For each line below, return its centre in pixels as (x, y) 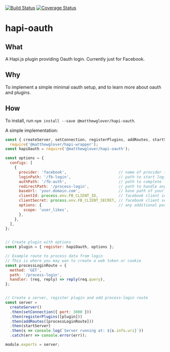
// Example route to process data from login (54, 256)
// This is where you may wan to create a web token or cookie (73, 260)
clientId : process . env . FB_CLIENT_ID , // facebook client (89, 196)
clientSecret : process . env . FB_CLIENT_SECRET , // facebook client (89, 201)
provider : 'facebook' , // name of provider (90, 172)
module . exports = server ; (32, 344)
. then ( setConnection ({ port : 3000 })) (51, 312)
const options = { (25, 158)
